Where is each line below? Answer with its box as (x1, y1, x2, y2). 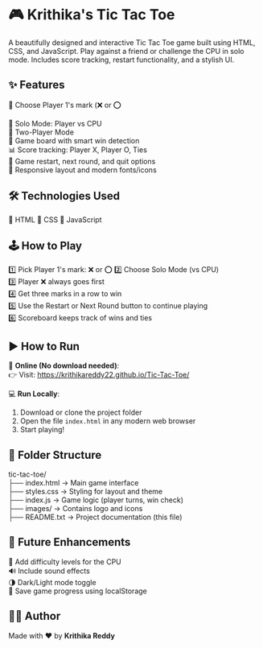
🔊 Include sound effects (8, 566, 90, 576)
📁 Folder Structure (8, 448, 102, 462)
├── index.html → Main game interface (8, 478, 139, 487)
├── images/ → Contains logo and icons (8, 504, 143, 513)
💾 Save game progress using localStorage (8, 586, 147, 596)
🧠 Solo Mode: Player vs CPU (8, 118, 102, 128)
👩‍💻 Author (8, 609, 61, 623)
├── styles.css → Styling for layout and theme (8, 487, 163, 496)
